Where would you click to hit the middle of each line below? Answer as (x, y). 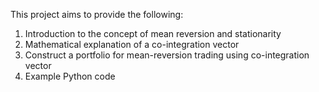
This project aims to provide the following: (97, 14)
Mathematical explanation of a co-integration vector (132, 44)
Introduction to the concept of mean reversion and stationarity (153, 33)
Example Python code (70, 76)
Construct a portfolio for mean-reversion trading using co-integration (167, 55)
